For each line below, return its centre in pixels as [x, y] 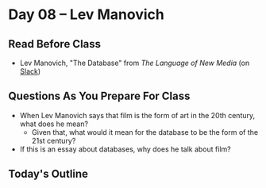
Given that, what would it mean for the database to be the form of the [145, 132]
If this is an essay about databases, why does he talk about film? [125, 149]
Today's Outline [48, 174]
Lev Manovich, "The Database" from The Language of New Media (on [135, 63]
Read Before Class [55, 44]
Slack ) [30, 71]
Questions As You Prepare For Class [99, 96]
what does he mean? [54, 124]
